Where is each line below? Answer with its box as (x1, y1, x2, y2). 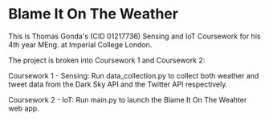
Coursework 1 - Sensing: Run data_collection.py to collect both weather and (8, 71, 259, 80)
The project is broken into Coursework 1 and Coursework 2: (8, 55, 206, 65)
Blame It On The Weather (8, 5, 179, 23)
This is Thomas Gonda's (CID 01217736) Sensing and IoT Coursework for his (8, 31, 261, 41)
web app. (8, 103, 39, 113)
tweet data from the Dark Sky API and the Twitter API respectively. (8, 79, 228, 89)
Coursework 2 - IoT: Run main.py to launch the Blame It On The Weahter (8, 95, 247, 104)
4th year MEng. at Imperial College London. (8, 39, 153, 49)
